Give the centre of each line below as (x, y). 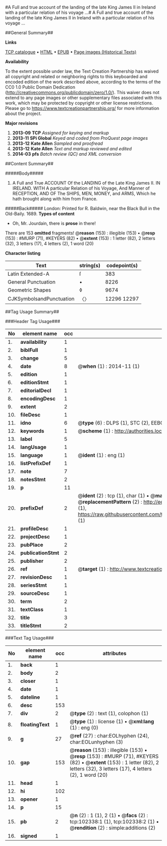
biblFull (29, 350)
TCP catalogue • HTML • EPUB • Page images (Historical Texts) (71, 52)
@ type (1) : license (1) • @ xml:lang (112, 721)
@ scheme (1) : (95, 431)
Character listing (23, 253)
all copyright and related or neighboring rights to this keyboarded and (76, 76)
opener (29, 799)
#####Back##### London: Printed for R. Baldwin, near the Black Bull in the (83, 208)
